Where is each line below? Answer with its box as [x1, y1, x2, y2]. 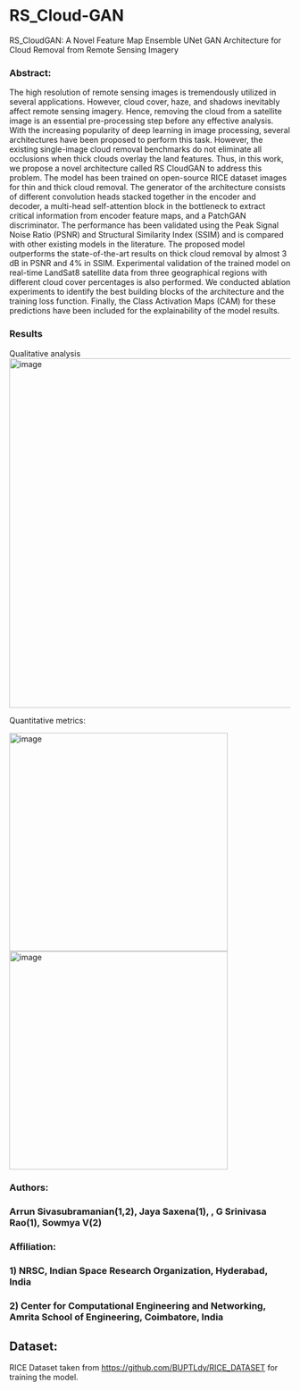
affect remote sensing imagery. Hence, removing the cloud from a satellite [9, 106, 283, 117]
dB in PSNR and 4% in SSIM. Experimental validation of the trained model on [9, 258, 291, 269]
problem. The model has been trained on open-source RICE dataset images [9, 172, 287, 183]
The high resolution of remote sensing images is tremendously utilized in [9, 87, 277, 98]
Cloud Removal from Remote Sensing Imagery [9, 44, 179, 54]
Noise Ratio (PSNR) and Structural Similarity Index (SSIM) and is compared [9, 230, 284, 240]
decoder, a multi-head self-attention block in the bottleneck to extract [9, 201, 266, 212]
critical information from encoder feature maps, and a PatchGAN [9, 211, 246, 222]
